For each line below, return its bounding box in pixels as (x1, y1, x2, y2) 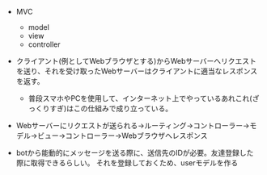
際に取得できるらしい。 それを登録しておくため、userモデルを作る (15, 158, 239, 168)
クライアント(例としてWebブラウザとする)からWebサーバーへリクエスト (15, 56, 257, 65)
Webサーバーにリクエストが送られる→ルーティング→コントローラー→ (15, 121, 250, 130)
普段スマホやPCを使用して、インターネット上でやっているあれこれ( (28, 94, 252, 103)
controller (28, 40, 61, 49)
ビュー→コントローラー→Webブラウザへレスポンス (37, 131, 208, 140)
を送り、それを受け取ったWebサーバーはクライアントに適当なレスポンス (15, 66, 258, 76)
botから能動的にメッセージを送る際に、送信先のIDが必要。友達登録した (15, 148, 254, 157)
